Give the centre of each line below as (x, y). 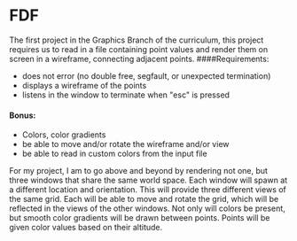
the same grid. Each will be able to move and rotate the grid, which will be (144, 199)
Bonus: (23, 115)
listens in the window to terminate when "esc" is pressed (126, 95)
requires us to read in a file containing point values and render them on (139, 49)
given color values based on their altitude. (86, 228)
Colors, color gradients (64, 135)
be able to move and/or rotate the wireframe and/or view (125, 144)
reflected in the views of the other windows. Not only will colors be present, (147, 208)
